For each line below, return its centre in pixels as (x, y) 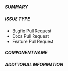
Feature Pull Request (33, 42)
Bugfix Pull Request (32, 31)
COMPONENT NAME (26, 52)
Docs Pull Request (30, 36)
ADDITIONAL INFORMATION (34, 65)
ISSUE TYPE (17, 19)
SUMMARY (17, 7)
